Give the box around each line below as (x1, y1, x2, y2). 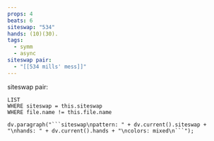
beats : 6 (7, 17, 33, 24)
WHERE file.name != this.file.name (7, 108, 112, 115)
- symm (13, 43, 33, 50)
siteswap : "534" (7, 23, 55, 30)
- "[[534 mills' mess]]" (13, 63, 87, 70)
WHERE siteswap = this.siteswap (7, 102, 102, 110)
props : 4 (7, 10, 33, 18)
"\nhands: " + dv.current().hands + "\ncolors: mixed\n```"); (7, 127, 194, 135)
